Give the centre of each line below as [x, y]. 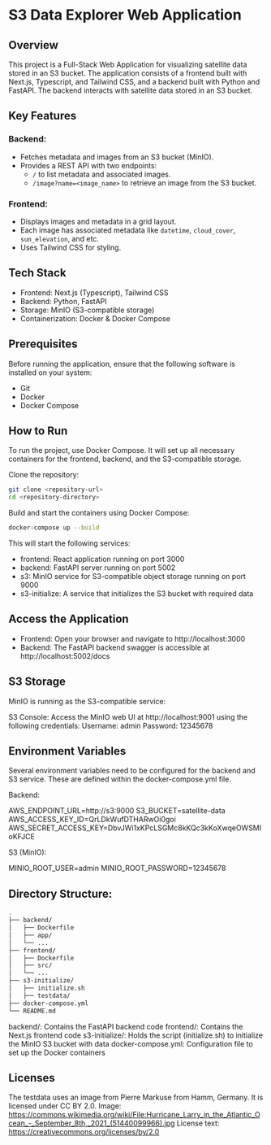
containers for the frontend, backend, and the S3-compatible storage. [125, 459]
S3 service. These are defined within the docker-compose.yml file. [120, 779]
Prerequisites [43, 344]
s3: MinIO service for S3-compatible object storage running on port [133, 577]
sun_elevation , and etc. [60, 238]
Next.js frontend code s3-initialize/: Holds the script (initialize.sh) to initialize [136, 1035]
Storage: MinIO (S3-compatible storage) [87, 310]
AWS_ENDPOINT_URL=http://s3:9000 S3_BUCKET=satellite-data [117, 811]
